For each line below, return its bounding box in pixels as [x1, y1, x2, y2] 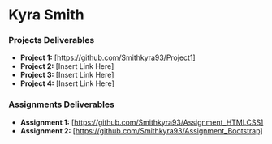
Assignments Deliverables [8, 99, 115, 110]
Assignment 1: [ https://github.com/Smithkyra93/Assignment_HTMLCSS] [19, 117, 264, 127]
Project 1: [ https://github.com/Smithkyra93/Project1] [19, 53, 196, 62]
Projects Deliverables [8, 35, 95, 46]
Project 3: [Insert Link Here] [19, 70, 114, 80]
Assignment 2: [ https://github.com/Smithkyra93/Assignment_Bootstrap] [19, 125, 263, 135]
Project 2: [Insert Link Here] [19, 61, 114, 71]
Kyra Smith [8, 6, 85, 24]
